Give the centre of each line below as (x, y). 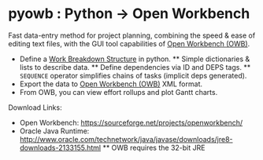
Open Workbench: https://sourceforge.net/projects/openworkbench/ (131, 122)
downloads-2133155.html (60, 147)
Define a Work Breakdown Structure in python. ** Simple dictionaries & (135, 59)
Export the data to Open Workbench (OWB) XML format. (111, 84)
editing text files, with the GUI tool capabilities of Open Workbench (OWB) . (129, 43)
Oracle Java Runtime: (54, 131)
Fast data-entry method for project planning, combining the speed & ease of (132, 35)
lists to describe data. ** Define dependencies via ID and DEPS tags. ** (135, 67)
